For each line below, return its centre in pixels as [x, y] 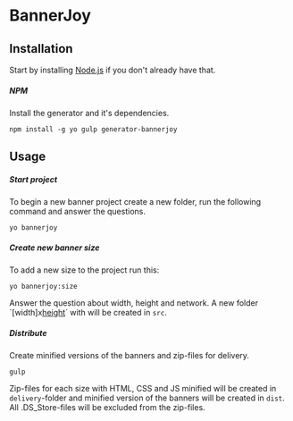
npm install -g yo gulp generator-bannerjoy [93, 129]
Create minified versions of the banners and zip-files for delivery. [130, 356]
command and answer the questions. [77, 212]
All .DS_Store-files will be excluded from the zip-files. [107, 408]
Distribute [28, 333]
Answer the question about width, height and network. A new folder [134, 303]
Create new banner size [54, 248]
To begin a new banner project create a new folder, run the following [135, 202]
